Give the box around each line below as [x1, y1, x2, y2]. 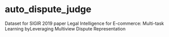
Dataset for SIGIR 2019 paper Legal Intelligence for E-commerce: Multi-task [5, 20, 164, 26]
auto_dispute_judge [5, 4, 92, 15]
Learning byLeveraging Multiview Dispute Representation [5, 25, 126, 31]
